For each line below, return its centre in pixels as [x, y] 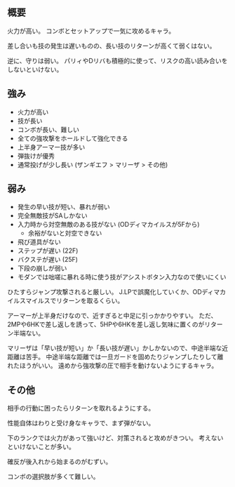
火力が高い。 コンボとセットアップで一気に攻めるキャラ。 [91, 31]
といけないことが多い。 [41, 447]
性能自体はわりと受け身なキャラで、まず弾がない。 [81, 423]
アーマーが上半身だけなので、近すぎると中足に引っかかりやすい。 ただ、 [112, 316]
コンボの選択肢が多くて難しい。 [53, 476]
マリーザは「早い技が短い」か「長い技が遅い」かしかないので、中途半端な [115, 348]
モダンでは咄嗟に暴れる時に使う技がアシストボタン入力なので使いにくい [122, 277]
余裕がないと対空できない [65, 233]
